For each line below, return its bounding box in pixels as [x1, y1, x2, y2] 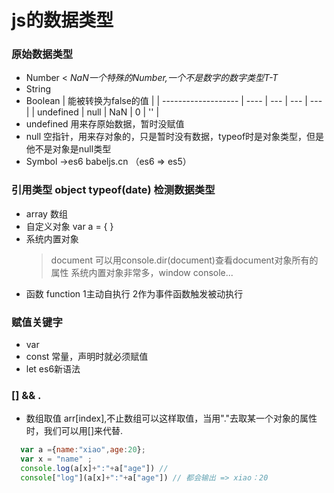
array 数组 [25, 207, 68, 220]
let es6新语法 [25, 363, 81, 375]
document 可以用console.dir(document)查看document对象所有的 [50, 254, 319, 266]
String [25, 83, 52, 95]
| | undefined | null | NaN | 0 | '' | [25, 106, 160, 118]
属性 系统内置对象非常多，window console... [50, 266, 234, 278]
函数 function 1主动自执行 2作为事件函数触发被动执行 [25, 287, 244, 300]
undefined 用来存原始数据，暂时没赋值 [25, 118, 185, 130]
